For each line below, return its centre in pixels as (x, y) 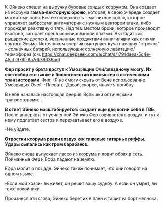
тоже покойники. (23, 189)
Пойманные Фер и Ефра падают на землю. (50, 159)
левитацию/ (123, 49)
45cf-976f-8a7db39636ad (32, 60)
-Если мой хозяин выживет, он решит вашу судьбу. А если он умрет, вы (81, 183)
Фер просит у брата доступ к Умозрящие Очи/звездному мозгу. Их (79, 69)
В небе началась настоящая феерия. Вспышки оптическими (69, 94)
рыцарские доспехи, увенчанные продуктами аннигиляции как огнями (80, 39)
